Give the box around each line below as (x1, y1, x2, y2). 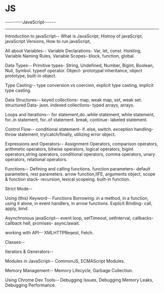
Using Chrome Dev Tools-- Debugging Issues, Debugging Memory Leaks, (5, 277, 154, 283)
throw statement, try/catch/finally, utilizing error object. (5, 131, 116, 137)
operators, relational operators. (5, 156, 67, 162)
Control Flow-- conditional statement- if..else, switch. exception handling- (5, 126, 154, 132)
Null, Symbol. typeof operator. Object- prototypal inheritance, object (5, 67, 143, 73)
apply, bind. (5, 206, 29, 211)
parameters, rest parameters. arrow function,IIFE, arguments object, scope (5, 171, 156, 177)
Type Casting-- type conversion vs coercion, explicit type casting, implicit (5, 82, 154, 88)
